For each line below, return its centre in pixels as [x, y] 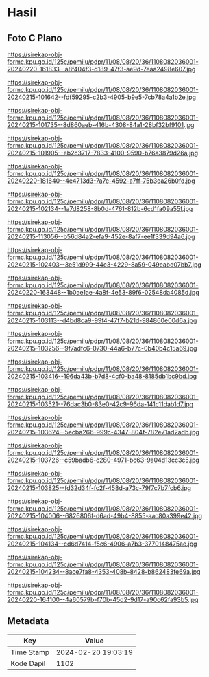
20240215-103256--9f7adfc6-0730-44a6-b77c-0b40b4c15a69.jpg [102, 348]
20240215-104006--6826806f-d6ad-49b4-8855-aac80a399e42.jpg [104, 516]
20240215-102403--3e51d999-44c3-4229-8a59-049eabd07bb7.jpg [104, 265]
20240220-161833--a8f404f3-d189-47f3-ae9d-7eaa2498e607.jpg [101, 69]
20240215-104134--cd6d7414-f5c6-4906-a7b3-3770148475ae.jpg [102, 544]
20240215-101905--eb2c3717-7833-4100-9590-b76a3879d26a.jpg [103, 153]
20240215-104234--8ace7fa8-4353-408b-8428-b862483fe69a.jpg [104, 571]
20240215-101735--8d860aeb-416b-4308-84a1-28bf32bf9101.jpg [101, 125]
